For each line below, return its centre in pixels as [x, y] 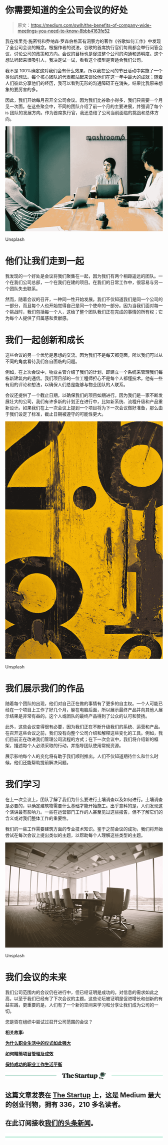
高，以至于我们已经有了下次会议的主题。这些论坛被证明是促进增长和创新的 [82, 998]
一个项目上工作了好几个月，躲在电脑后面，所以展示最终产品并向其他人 [86, 709]
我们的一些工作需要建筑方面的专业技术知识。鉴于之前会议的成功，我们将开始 [84, 829]
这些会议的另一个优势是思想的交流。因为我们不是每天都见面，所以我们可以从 [84, 355]
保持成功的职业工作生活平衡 [34, 1065]
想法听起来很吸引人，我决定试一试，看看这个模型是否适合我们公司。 [75, 60]
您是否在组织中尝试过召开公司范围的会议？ [49, 1022]
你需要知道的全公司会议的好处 [67, 10]
